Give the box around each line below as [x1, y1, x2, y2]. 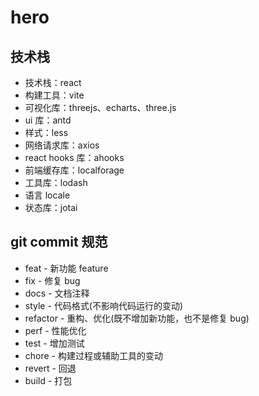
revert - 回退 [24, 362, 77, 374]
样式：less [24, 127, 69, 138]
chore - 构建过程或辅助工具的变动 [24, 349, 163, 361]
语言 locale [24, 189, 71, 201]
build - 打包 [24, 374, 73, 386]
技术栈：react [24, 77, 82, 88]
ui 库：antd [24, 114, 72, 126]
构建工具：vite [24, 89, 85, 101]
